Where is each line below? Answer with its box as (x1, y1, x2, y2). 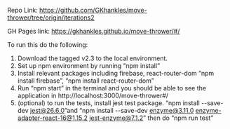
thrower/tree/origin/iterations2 (7, 13, 95, 22)
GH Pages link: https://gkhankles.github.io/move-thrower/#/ (7, 27, 180, 35)
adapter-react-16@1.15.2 (17, 114, 88, 122)
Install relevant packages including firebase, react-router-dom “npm (17, 69, 215, 77)
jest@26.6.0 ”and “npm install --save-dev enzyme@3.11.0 (30, 107, 194, 114)
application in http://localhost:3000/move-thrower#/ (17, 91, 169, 100)
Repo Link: (7, 6, 39, 14)
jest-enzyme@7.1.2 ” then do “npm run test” (88, 114, 214, 122)
